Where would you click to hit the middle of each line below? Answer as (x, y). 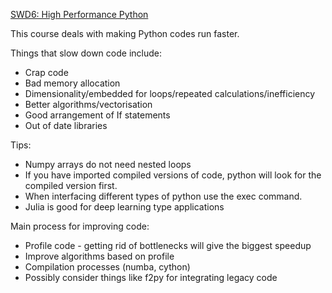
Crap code (46, 72)
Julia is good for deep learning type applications (124, 207)
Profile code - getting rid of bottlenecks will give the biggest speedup (168, 245)
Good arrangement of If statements (97, 115)
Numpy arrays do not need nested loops (108, 164)
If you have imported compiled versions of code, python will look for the (173, 175)
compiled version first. (71, 185)
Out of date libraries (66, 125)
